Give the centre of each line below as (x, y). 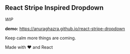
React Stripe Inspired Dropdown (54, 8)
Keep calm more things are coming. (41, 38)
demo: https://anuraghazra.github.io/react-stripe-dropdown (65, 29)
